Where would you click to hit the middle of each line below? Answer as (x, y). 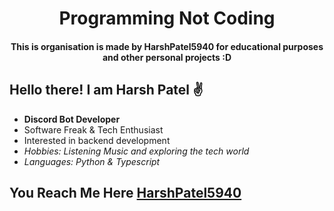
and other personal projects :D (167, 57)
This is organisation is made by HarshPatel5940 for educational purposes (167, 46)
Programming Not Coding (167, 18)
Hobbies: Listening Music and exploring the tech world (136, 151)
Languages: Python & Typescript (92, 161)
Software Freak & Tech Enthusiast (93, 129)
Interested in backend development (97, 140)
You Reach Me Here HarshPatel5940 (125, 192)
